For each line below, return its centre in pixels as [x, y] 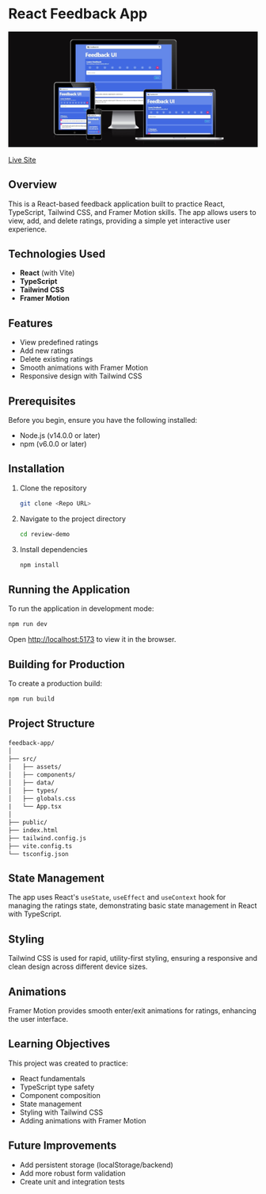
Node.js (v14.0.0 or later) [60, 435]
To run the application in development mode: [81, 609]
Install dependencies [54, 549]
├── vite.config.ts [40, 846]
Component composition [60, 1095]
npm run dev [28, 624]
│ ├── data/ [32, 782]
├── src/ [23, 758]
